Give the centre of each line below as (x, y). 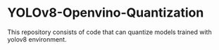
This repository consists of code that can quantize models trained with (110, 32)
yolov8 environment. (37, 39)
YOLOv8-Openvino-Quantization (106, 13)
